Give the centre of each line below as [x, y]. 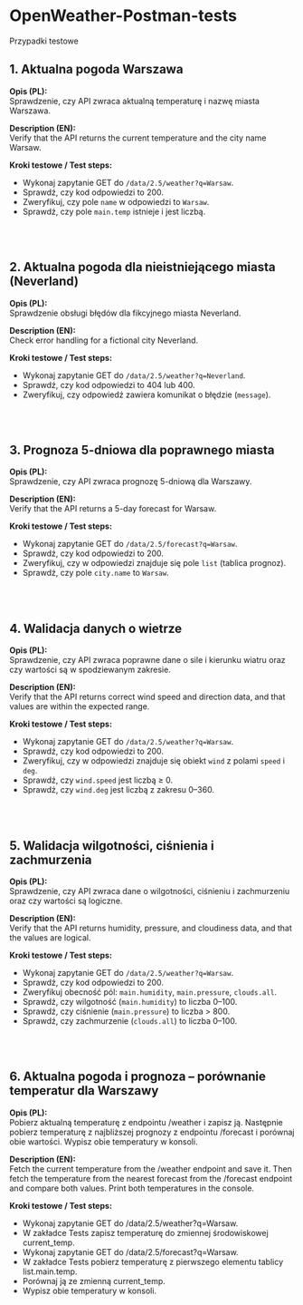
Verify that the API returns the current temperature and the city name [138, 138]
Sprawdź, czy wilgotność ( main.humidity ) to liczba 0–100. [130, 1002]
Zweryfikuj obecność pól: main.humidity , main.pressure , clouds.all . [150, 992]
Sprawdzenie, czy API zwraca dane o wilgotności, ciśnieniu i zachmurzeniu [150, 891]
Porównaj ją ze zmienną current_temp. [94, 1281]
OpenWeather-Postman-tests [123, 16]
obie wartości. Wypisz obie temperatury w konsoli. [104, 1141]
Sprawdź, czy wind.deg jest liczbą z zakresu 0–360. [118, 790]
